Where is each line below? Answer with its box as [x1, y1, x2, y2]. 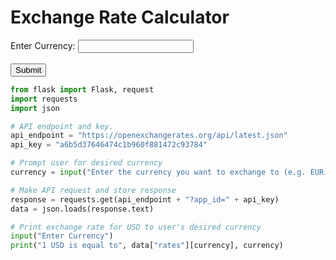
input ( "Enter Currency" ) [10, 231, 114, 241]
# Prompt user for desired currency [10, 158, 163, 168]
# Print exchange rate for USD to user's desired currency [10, 222, 262, 232]
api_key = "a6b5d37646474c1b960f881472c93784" [10, 140, 208, 150]
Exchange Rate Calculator [10, 6, 230, 29]
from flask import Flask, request [10, 84, 155, 95]
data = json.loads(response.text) [10, 204, 155, 214]
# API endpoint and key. [10, 121, 114, 131]
